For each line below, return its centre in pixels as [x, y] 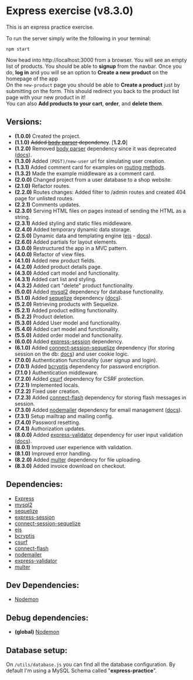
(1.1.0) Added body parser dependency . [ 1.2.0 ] [71, 142]
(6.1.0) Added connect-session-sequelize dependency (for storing [94, 347]
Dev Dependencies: [43, 585]
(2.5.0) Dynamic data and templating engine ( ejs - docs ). [83, 235]
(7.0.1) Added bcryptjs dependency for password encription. [87, 366]
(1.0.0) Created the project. [47, 136]
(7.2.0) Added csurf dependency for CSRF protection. [80, 378]
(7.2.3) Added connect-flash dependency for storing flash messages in [100, 397]
